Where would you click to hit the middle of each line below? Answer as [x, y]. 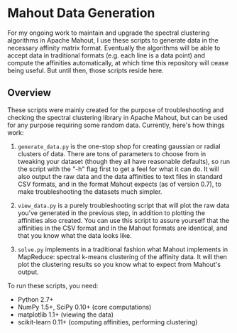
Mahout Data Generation [81, 13]
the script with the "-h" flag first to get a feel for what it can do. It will [118, 169]
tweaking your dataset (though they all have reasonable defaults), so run [124, 161]
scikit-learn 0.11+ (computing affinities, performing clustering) [108, 322]
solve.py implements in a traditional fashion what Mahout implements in [123, 249]
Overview [29, 93]
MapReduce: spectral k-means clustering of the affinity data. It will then [122, 256]
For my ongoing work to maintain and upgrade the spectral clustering [109, 33]
